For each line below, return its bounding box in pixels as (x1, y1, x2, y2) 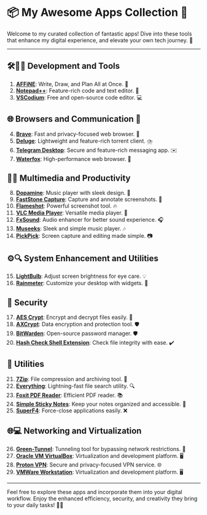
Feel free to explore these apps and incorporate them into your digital (7, 488, 183, 495)
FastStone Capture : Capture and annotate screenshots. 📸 (15, 195, 163, 203)
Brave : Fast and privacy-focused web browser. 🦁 (15, 130, 140, 138)
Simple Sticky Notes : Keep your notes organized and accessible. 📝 (15, 400, 187, 407)
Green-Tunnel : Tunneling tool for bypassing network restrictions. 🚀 (15, 445, 186, 452)
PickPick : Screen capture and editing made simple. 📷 (15, 232, 153, 240)
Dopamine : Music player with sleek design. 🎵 (15, 189, 131, 197)
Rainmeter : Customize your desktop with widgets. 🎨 (15, 280, 149, 287)
